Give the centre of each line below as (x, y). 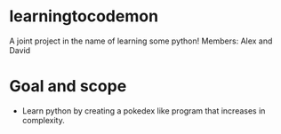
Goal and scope (68, 87)
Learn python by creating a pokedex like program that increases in (144, 110)
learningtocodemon (84, 16)
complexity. (43, 120)
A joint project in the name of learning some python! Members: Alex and (141, 41)
